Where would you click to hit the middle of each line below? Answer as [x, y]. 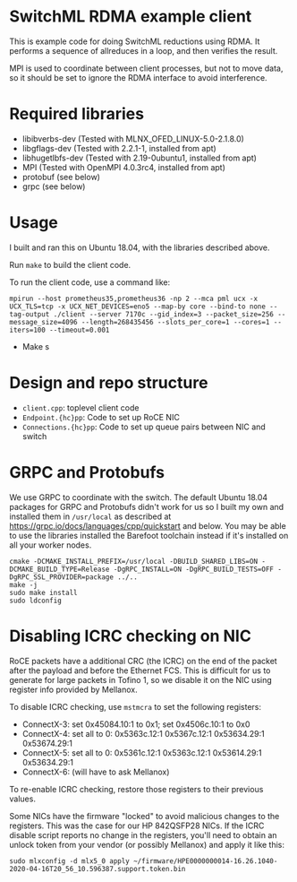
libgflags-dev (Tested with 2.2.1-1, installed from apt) [119, 148]
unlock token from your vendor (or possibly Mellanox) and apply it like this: [147, 844]
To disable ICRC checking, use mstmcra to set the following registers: [136, 706]
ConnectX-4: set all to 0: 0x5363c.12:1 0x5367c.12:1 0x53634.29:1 [144, 733]
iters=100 [28, 330]
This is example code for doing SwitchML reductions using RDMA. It [135, 41]
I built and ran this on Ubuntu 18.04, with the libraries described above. [140, 247]
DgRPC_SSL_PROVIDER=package [62, 577]
